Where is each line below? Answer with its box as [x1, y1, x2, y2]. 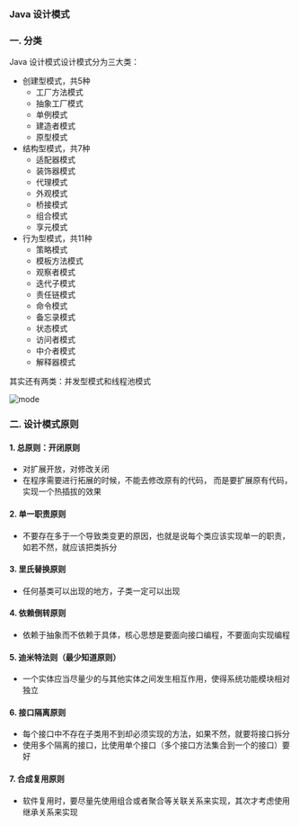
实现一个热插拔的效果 [22, 486, 101, 497]
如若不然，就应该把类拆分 [22, 542, 118, 552]
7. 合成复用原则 [9, 773, 65, 784]
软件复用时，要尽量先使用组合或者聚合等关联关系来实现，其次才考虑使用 [22, 795, 290, 806]
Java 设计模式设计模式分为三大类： [9, 57, 140, 67]
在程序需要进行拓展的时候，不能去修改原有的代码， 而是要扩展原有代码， [22, 475, 293, 486]
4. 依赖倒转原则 [9, 607, 66, 618]
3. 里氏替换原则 [9, 564, 66, 575]
